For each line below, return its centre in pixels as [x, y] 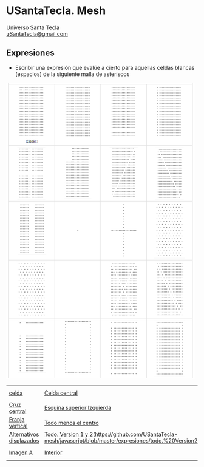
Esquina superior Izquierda [78, 408]
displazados [24, 441]
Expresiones [30, 53]
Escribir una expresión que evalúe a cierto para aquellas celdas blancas [105, 67]
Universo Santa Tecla [33, 27]
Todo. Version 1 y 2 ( [70, 434]
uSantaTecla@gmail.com [37, 33]
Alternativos [24, 434]
